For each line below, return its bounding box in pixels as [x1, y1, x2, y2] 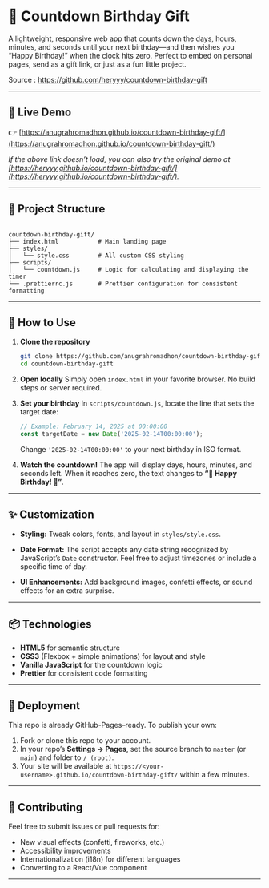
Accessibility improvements [19, 846, 111, 856]
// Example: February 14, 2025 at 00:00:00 [19, 422, 168, 431]
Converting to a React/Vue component [19, 863, 147, 873]
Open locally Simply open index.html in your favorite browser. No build [19, 374, 256, 384]
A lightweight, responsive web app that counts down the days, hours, [8, 34, 237, 43]
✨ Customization [8, 508, 94, 522]
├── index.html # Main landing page [8, 237, 167, 245]
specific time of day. [19, 561, 88, 571]
